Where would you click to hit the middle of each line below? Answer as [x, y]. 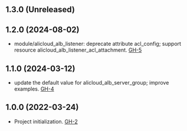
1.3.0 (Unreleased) [40, 10]
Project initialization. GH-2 [46, 121]
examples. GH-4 [34, 89]
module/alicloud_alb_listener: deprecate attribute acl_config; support [97, 44]
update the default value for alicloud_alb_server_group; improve [91, 83]
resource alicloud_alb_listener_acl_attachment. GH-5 [78, 50]
